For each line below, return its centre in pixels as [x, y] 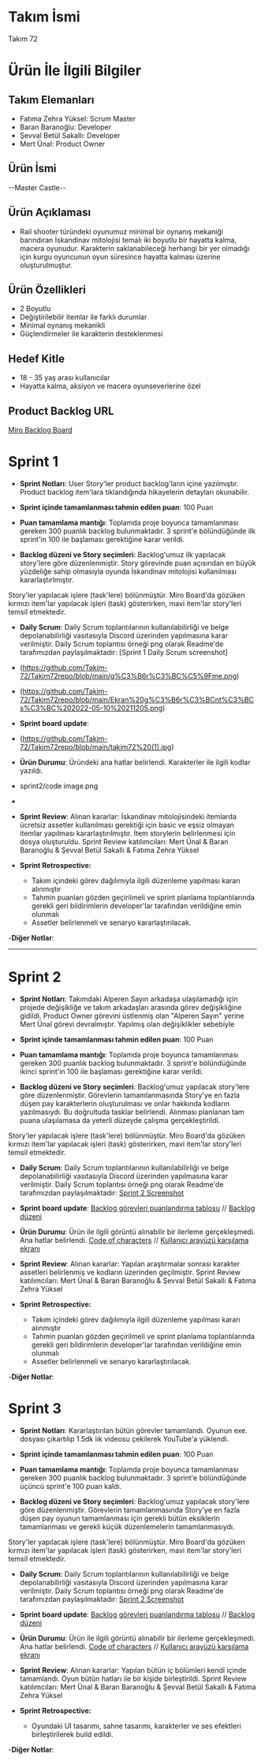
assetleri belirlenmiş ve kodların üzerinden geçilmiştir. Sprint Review [130, 1272]
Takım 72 [23, 39]
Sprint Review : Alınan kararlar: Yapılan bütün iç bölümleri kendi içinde [133, 1670]
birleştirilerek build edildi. [72, 1734]
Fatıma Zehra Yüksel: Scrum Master [78, 118]
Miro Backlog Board [40, 430]
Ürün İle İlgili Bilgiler [75, 71]
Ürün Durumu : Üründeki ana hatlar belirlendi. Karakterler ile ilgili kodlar [135, 762]
